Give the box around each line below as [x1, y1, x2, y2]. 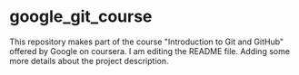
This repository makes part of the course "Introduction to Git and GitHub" [9, 36, 284, 47]
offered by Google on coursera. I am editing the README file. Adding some [9, 45, 291, 56]
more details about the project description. [9, 55, 169, 66]
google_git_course [9, 6, 153, 27]
